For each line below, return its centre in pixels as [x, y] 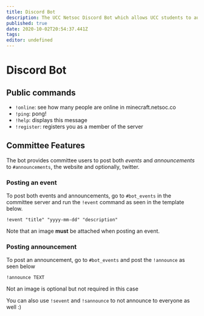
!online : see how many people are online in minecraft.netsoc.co [95, 107]
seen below [21, 266]
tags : [13, 35]
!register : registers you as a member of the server [79, 126]
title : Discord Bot [31, 12]
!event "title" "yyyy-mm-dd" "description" [62, 220]
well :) [14, 307]
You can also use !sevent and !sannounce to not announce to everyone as [98, 301]
